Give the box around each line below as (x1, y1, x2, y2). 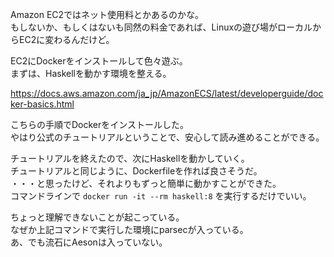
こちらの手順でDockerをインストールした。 (10, 119, 190, 130)
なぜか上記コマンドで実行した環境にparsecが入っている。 (10, 224, 249, 235)
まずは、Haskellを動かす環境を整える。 (10, 68, 172, 79)
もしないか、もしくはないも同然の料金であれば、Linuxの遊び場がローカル (10, 21, 313, 33)
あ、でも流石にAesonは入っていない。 (10, 236, 168, 248)
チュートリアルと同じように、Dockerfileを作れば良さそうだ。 (10, 165, 263, 177)
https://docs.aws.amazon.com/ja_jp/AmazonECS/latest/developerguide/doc (10, 88, 324, 99)
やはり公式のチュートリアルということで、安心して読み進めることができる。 (10, 131, 325, 143)
